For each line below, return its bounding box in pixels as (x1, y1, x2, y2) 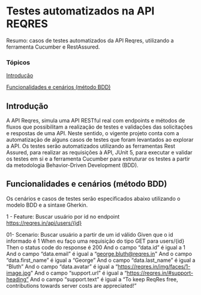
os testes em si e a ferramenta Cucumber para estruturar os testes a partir (6, 155, 190, 163)
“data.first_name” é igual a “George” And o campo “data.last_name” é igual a (6, 257, 196, 264)
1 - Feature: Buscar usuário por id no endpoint (6, 213, 120, 220)
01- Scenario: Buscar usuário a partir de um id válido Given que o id (6, 231, 173, 238)
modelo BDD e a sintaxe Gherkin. (6, 201, 88, 208)
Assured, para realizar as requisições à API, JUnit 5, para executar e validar (6, 149, 193, 156)
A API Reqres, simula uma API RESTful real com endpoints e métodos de (6, 117, 185, 124)
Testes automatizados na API (6, 4, 155, 18)
